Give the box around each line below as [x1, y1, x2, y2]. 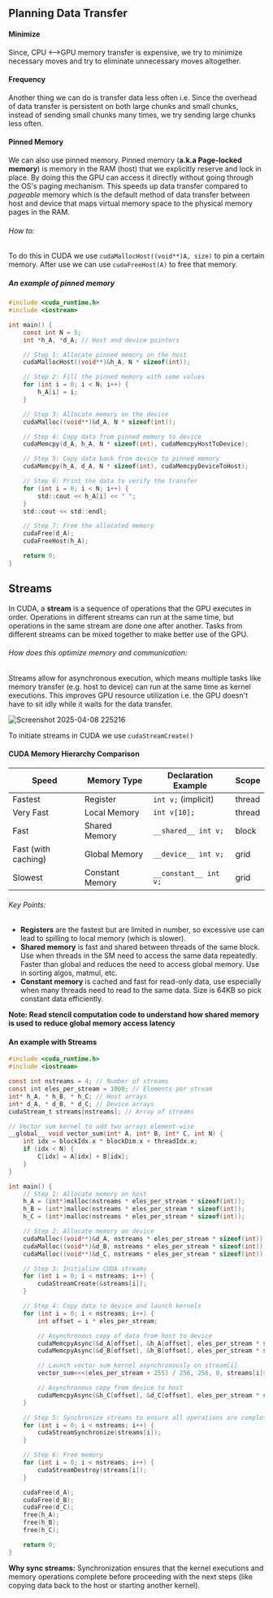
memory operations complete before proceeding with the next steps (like [8, 1571, 253, 1581]
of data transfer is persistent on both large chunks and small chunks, [8, 101, 239, 111]
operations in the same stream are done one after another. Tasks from [8, 620, 243, 630]
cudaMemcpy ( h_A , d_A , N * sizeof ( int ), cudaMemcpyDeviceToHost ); [23, 463, 249, 471]
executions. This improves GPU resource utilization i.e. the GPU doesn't [8, 690, 249, 700]
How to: [8, 225, 35, 235]
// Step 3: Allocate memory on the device [23, 410, 169, 418]
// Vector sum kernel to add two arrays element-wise [8, 1122, 195, 1130]
